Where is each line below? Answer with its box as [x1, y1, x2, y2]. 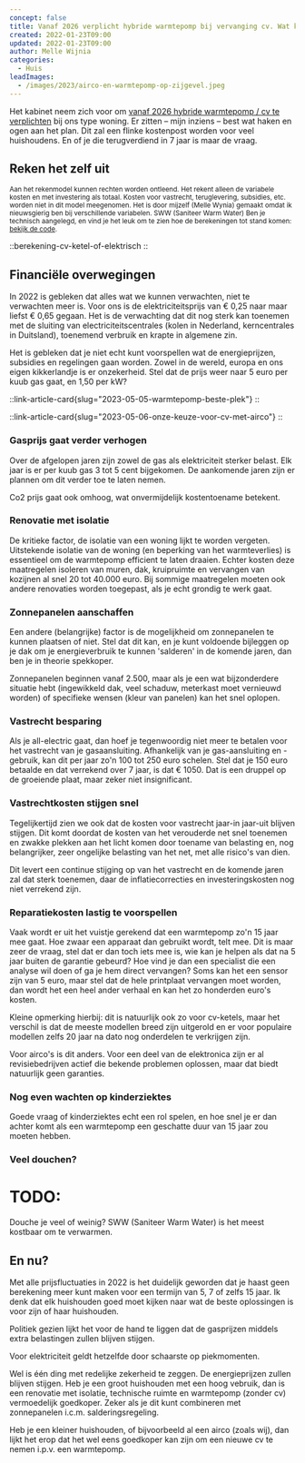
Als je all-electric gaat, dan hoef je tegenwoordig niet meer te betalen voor [9, 736, 288, 746]
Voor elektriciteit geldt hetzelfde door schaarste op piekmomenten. [9, 1350, 261, 1361]
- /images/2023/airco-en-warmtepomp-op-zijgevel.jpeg [17, 81, 225, 90]
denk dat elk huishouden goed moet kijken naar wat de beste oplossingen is [9, 1296, 294, 1307]
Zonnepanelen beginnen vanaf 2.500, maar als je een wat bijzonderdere [9, 673, 280, 684]
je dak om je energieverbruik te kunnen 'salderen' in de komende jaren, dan [9, 646, 292, 657]
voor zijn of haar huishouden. [9, 1306, 120, 1317]
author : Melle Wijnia [9, 47, 92, 56]
